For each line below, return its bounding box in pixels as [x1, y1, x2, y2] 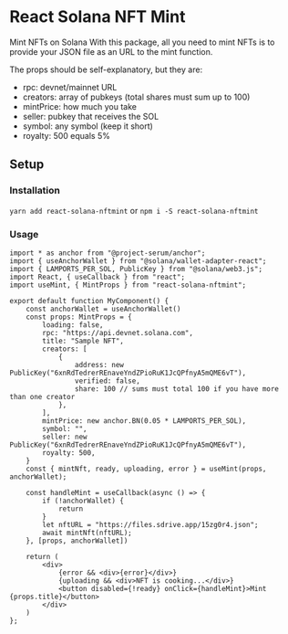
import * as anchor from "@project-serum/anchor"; [9, 248, 206, 258]
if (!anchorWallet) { [42, 496, 125, 505]
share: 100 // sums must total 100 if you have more [74, 384, 280, 394]
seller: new [42, 432, 88, 441]
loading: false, [42, 320, 104, 330]
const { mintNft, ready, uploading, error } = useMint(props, [26, 464, 267, 473]
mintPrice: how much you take [22, 100, 137, 111]
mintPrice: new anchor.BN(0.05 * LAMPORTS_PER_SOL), [42, 416, 247, 426]
